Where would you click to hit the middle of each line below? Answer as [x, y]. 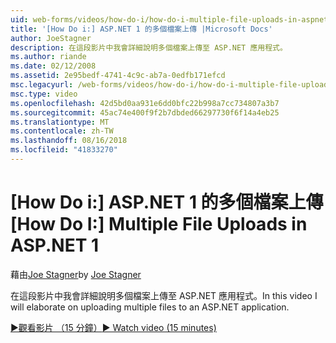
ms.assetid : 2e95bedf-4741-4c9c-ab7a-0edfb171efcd [118, 76]
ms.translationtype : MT [60, 122]
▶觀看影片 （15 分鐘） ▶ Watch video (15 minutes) [113, 327]
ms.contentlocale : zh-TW [62, 131]
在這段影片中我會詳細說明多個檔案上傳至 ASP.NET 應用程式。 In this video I [164, 295]
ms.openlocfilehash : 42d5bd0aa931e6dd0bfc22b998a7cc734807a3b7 [145, 103]
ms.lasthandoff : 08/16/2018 [69, 141]
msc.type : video [44, 94]
